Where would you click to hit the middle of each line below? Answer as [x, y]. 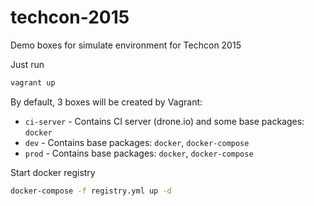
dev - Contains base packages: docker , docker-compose [137, 142]
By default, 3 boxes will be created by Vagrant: [106, 102]
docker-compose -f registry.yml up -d [91, 191]
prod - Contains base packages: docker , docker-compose [139, 153]
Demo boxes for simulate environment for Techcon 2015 [126, 45]
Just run [27, 64]
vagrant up [33, 82]
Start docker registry [53, 172]
